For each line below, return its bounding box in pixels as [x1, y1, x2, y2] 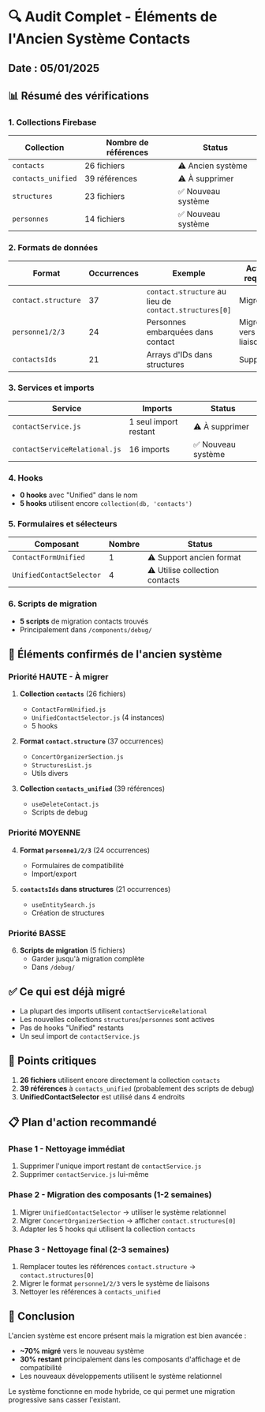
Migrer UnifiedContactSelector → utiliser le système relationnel [19, 1207, 226, 1217]
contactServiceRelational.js [12, 444, 121, 454]
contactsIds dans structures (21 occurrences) [19, 884, 171, 893]
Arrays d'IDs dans [146, 349, 213, 360]
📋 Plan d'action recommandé [8, 1116, 157, 1129]
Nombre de [106, 137, 149, 148]
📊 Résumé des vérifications [8, 89, 150, 103]
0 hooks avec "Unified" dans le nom [19, 490, 138, 500]
